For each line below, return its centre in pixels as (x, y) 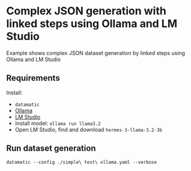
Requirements (33, 78)
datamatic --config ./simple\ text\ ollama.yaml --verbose (82, 162)
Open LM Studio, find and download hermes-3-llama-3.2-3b (89, 129)
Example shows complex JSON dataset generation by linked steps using (95, 53)
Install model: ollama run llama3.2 (58, 123)
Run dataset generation (51, 149)
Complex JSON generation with (86, 11)
